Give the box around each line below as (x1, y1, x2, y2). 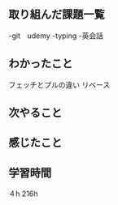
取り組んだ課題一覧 (8, 7, 105, 22)
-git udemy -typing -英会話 (8, 31, 104, 41)
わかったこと (8, 57, 73, 70)
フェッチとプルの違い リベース (8, 79, 111, 89)
